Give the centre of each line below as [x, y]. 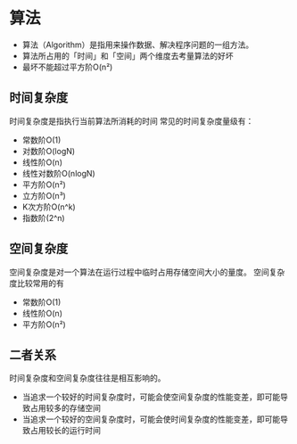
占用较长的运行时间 [65, 431]
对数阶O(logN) [49, 151]
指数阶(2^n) [43, 218]
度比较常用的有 [37, 283]
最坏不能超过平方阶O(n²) [67, 67]
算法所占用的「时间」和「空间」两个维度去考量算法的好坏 [128, 55]
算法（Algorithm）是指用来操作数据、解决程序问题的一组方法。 [138, 45]
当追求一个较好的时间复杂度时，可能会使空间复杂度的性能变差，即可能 [151, 397]
